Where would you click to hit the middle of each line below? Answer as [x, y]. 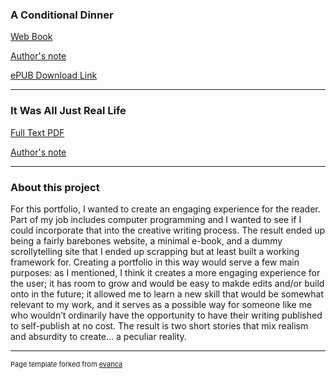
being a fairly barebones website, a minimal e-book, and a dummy [146, 240]
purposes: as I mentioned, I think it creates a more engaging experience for [165, 272]
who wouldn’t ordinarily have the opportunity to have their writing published [166, 315]
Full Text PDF [37, 132]
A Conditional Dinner [62, 15]
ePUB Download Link [54, 75]
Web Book [31, 37]
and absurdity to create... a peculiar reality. [98, 336]
